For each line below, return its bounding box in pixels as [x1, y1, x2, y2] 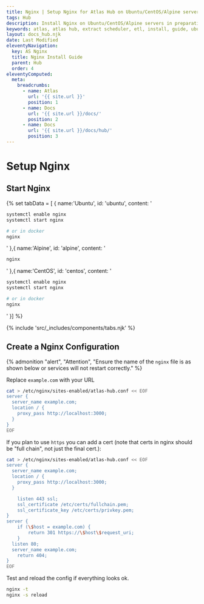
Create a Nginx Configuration [6, 341, 120, 352]
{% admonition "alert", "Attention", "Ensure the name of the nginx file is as [6, 358, 191, 365]
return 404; [17, 552, 47, 558]
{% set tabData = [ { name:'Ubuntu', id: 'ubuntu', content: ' [6, 199, 152, 207]
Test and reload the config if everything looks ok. [6, 575, 129, 582]
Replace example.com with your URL [6, 376, 95, 383]
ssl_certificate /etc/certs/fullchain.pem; [17, 501, 129, 507]
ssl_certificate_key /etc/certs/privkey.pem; [17, 507, 135, 513]
